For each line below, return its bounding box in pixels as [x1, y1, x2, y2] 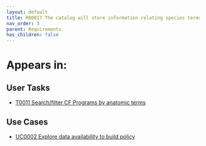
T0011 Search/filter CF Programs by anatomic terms [15, 99, 146, 106]
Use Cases [6, 117, 48, 127]
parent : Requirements [6, 26, 62, 33]
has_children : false [6, 32, 59, 38]
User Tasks [6, 82, 50, 93]
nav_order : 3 [6, 20, 40, 26]
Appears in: [6, 58, 67, 72]
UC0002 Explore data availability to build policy [15, 133, 135, 140]
